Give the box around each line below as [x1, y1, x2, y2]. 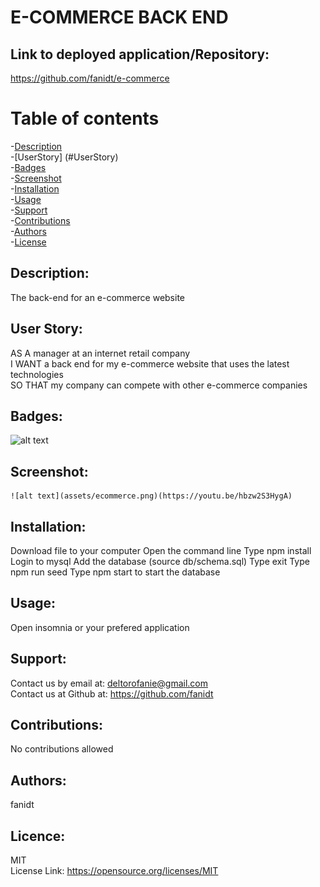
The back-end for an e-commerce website [10, 291, 186, 303]
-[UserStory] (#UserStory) [10, 151, 119, 163]
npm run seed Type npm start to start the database [10, 566, 221, 578]
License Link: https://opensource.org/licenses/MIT [10, 865, 219, 877]
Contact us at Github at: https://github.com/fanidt [10, 687, 214, 700]
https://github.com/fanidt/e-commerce [10, 72, 170, 84]
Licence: [10, 827, 66, 845]
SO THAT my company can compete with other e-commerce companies [10, 379, 308, 391]
